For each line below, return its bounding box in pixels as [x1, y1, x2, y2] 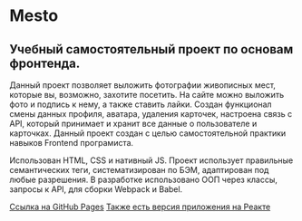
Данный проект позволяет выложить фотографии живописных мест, [9, 80, 277, 91]
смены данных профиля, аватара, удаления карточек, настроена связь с [9, 109, 293, 119]
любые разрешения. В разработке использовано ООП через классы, [9, 174, 278, 185]
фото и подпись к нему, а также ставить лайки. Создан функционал [9, 99, 272, 110]
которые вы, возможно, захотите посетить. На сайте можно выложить [9, 90, 284, 100]
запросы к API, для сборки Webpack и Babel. [9, 184, 183, 195]
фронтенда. [9, 55, 81, 71]
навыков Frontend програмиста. [9, 138, 134, 148]
